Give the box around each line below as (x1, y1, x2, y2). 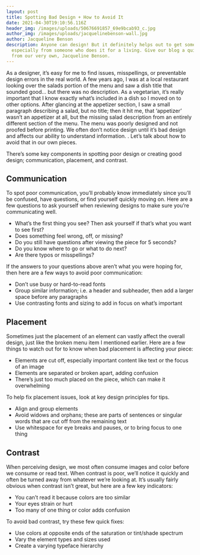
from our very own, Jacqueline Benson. (11, 53, 111, 59)
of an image (14, 363, 45, 370)
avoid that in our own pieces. (6, 138, 77, 146)
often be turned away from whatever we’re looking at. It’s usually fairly (6, 476, 179, 483)
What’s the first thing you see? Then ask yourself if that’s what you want (14, 220, 192, 227)
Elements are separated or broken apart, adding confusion (14, 370, 159, 377)
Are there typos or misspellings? (14, 251, 95, 258)
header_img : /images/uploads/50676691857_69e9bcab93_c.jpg (6, 25, 156, 31)
